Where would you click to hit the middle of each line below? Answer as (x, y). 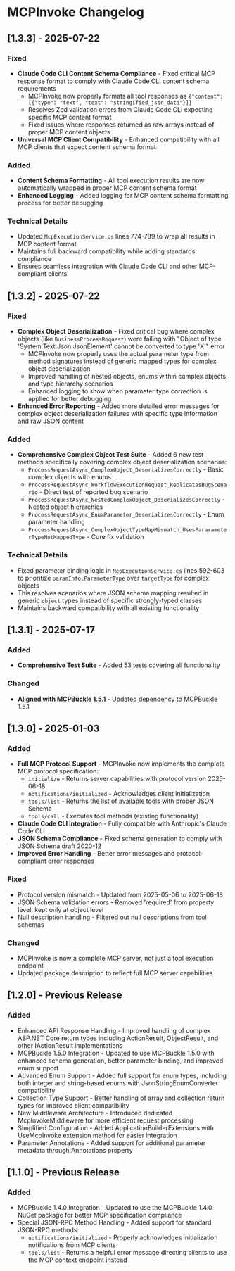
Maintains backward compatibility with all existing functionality (108, 608)
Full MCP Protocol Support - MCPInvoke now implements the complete (121, 764)
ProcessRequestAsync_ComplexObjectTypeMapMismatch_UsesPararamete (127, 530)
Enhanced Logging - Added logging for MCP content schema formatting (123, 196)
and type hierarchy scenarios (70, 384)
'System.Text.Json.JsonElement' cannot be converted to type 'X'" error (121, 346)
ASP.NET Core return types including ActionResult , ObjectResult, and (118, 1038)
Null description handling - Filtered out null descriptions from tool (112, 917)
